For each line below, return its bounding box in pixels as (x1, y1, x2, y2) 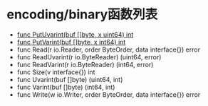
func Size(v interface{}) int (16, 68, 95, 76)
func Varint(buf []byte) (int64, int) (16, 83, 115, 91)
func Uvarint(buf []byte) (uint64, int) (16, 75, 123, 83)
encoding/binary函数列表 (6, 6, 158, 23)
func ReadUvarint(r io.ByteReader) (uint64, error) (16, 52, 162, 61)
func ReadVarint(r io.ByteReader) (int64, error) (16, 60, 154, 69)
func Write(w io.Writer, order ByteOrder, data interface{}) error (16, 90, 201, 99)
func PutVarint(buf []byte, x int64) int (16, 37, 126, 46)
